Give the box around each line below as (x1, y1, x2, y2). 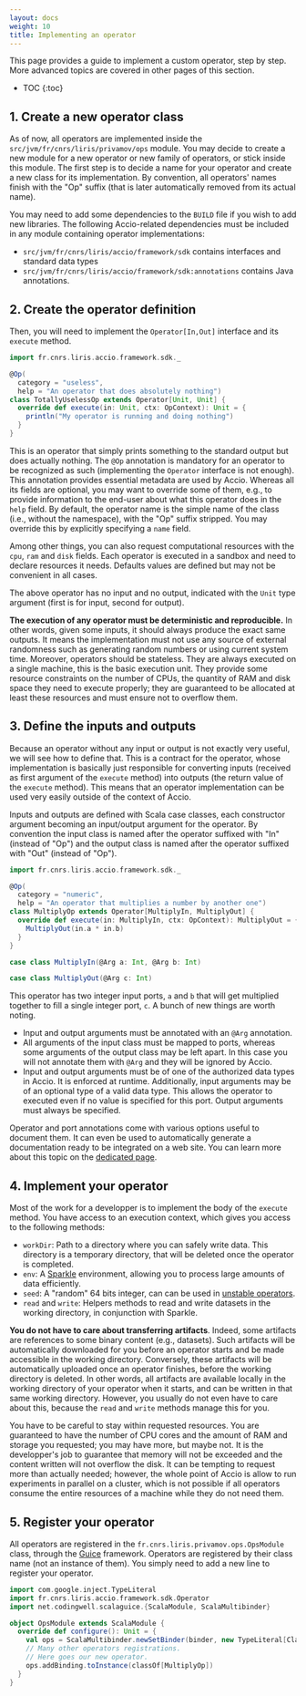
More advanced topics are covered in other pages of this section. (9, 65, 255, 76)
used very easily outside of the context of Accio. (9, 791, 192, 802)
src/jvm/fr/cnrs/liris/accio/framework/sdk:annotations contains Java (22, 265, 294, 276)
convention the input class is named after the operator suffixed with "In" (9, 828, 280, 839)
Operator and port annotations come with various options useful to (9, 1122, 260, 1133)
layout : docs (9, 13, 59, 23)
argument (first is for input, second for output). (9, 596, 185, 607)
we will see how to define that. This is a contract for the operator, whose (9, 752, 280, 763)
